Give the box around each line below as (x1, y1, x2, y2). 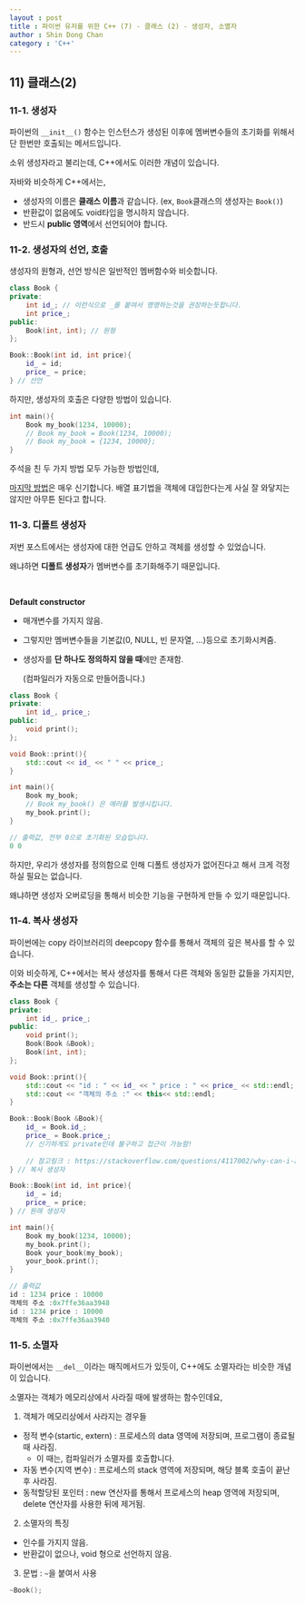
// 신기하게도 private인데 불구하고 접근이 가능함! (25, 1139, 192, 1149)
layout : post (9, 13, 64, 23)
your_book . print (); (25, 1257, 100, 1266)
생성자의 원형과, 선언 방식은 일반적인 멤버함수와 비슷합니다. (9, 265, 218, 277)
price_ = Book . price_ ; (25, 1132, 112, 1141)
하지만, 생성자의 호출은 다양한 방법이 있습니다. (9, 393, 172, 404)
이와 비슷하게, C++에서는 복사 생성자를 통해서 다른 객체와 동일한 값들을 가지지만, (9, 967, 295, 978)
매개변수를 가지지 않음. (22, 615, 103, 626)
